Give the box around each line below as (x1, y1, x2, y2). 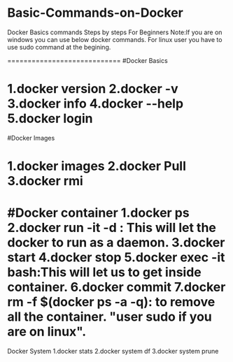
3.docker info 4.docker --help (7, 96, 184, 112)
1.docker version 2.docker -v (7, 81, 178, 97)
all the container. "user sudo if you (7, 309, 212, 325)
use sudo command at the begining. (7, 43, 111, 51)
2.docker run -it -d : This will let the (7, 220, 217, 236)
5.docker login (7, 110, 93, 126)
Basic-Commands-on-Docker (7, 5, 183, 21)
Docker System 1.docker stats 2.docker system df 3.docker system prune (7, 347, 219, 355)
